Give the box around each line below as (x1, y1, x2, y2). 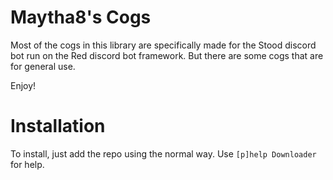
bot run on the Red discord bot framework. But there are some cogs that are (10, 49, 324, 61)
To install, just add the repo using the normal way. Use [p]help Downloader (10, 147, 317, 160)
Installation (10, 115, 106, 138)
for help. (10, 158, 45, 170)
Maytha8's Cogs (10, 6, 152, 29)
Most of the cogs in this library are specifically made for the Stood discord (10, 39, 317, 51)
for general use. (10, 60, 76, 72)
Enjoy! (10, 79, 37, 91)
